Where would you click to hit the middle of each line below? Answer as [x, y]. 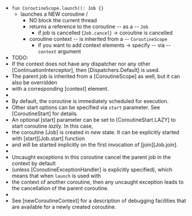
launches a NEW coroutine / [54, 14]
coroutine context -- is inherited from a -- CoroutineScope [98, 39]
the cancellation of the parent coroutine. [60, 188]
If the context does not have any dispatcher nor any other [81, 64]
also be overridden [34, 83]
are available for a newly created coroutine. [64, 207]
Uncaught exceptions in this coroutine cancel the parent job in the [91, 157]
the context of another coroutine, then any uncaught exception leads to [97, 182]
